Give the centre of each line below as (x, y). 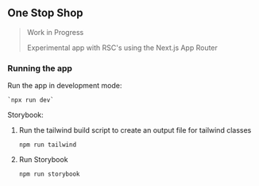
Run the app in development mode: (65, 86)
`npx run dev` (31, 100)
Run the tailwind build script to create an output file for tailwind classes (135, 130)
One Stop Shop (46, 13)
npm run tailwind (48, 145)
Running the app (40, 68)
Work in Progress (55, 32)
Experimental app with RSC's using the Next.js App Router (122, 48)
